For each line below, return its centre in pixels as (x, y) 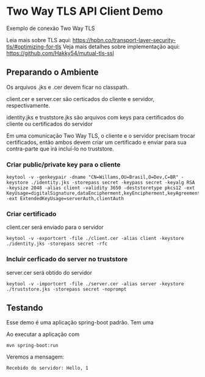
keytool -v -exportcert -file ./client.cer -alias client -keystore (95, 239)
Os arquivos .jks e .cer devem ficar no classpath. (68, 87)
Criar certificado (31, 214)
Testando (25, 308)
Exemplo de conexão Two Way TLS (51, 28)
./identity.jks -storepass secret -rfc (57, 244)
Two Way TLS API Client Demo (85, 11)
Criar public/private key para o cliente (63, 165)
